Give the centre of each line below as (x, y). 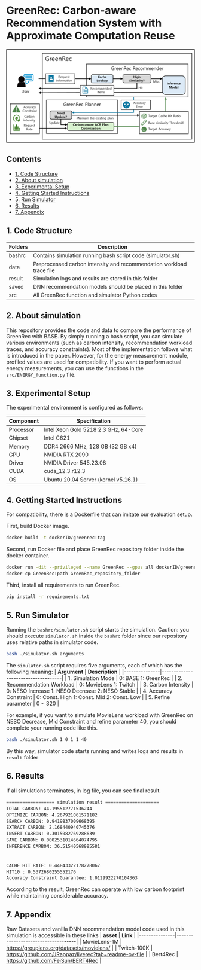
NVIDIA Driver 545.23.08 (75, 463)
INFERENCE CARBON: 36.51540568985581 (53, 847)
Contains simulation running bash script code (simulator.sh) (106, 255)
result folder (22, 758)
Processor (21, 430)
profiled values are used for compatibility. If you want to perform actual (94, 362)
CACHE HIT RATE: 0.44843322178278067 (53, 865)
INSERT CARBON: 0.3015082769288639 (51, 834)
